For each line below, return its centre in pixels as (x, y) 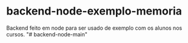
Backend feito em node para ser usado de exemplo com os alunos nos (94, 28)
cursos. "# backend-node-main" (47, 34)
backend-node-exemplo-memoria (94, 11)
